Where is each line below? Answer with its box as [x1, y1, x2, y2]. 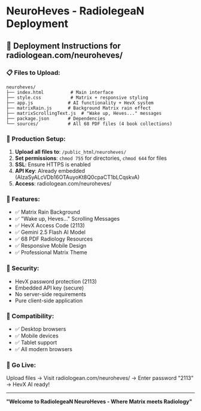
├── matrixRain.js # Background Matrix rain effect [6, 105, 151, 111]
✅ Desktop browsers [14, 325, 66, 333]
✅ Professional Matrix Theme [14, 249, 88, 256]
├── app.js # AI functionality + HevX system [6, 100, 154, 106]
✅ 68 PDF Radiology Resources [14, 235, 93, 243]
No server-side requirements [14, 290, 87, 297]
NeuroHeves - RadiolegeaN [6, 4, 145, 18]
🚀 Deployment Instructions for [6, 41, 121, 51]
